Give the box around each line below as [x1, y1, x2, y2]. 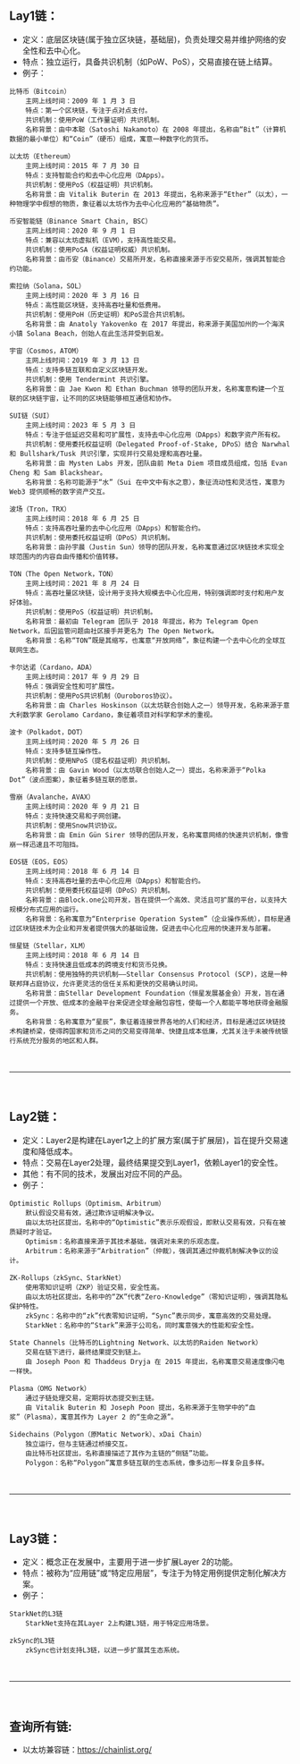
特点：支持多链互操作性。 [25, 746, 105, 756]
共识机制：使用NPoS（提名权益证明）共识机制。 [25, 756, 175, 765]
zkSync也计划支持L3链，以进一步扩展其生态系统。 [25, 1646, 184, 1655]
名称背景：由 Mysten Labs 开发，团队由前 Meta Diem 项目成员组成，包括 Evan [25, 459, 287, 468]
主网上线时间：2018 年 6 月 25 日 [25, 513, 140, 523]
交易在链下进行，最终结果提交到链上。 [25, 1347, 146, 1357]
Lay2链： [9, 1109, 61, 1124]
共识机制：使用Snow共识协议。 [25, 821, 121, 830]
